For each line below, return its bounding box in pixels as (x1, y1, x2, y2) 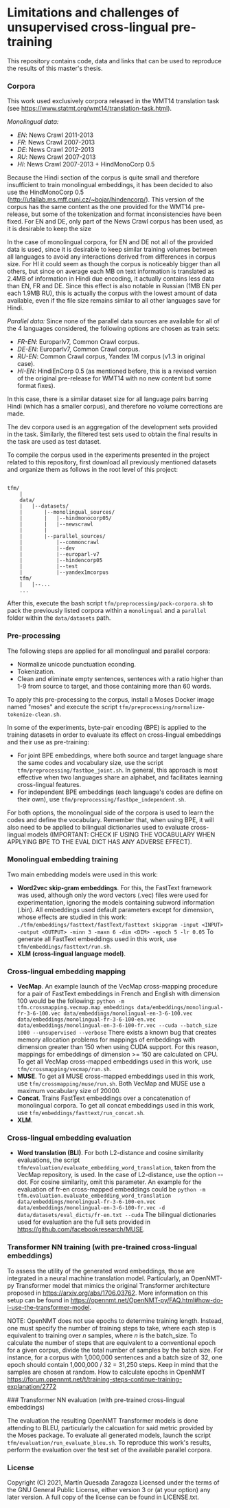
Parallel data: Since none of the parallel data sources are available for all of (7, 317, 220, 325)
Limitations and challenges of (7, 5, 180, 21)
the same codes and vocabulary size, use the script (16, 758, 163, 766)
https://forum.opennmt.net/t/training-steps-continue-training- (7, 1375, 183, 1383)
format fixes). (16, 382, 56, 390)
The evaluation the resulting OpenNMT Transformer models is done (7, 1416, 198, 1425)
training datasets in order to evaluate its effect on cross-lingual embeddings (7, 731, 222, 739)
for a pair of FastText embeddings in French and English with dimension (16, 989, 220, 998)
